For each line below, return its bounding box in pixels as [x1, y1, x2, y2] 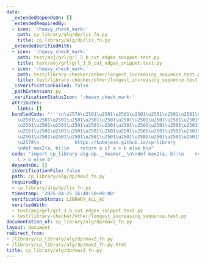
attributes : [12, 99, 43, 106]
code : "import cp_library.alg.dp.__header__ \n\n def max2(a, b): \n [12, 151, 184, 157]
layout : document [6, 225, 51, 231]
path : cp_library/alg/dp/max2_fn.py [12, 173, 105, 180]
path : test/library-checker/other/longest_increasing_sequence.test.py [17, 71, 203, 77]
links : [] [17, 105, 43, 112]
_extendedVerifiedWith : [12, 43, 72, 49]
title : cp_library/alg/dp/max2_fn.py [6, 247, 103, 253]
